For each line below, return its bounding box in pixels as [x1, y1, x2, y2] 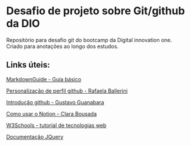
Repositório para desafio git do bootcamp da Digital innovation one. [6, 36, 172, 43]
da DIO [6, 17, 41, 30]
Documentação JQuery [6, 133, 64, 140]
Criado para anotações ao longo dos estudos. [6, 43, 119, 50]
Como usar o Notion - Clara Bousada [6, 110, 97, 117]
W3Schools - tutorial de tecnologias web [6, 122, 107, 129]
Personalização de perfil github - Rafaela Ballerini [6, 87, 128, 94]
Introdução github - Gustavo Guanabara [6, 99, 104, 106]
